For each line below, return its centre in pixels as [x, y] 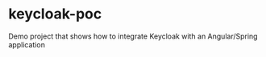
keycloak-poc [55, 14]
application [27, 44]
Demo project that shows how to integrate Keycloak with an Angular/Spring [133, 36]
